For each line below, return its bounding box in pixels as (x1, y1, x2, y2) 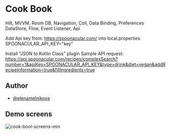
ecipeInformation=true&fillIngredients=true (5, 67, 95, 73)
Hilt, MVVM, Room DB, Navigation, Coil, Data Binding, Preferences (5, 20, 144, 26)
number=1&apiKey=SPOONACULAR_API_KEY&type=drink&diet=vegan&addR (5, 61, 166, 67)
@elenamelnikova (12, 95, 50, 101)
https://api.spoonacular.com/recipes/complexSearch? (5, 56, 118, 62)
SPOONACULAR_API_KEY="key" (5, 40, 74, 46)
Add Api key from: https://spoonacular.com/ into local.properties (5, 35, 140, 41)
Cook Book (5, 3, 52, 15)
